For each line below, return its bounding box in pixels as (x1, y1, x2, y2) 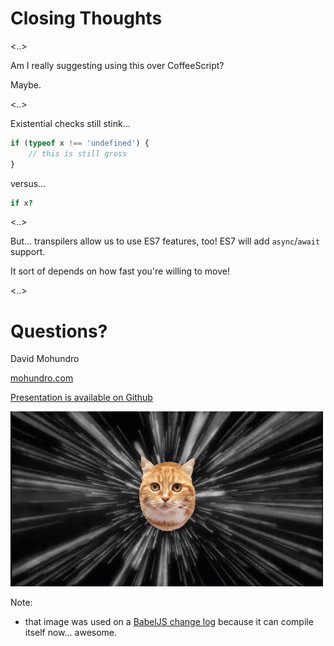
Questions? (10, 320, 108, 342)
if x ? (10, 198, 33, 208)
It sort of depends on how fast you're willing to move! (10, 265, 230, 277)
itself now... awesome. (24, 627, 118, 639)
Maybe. (10, 78, 42, 91)
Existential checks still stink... (10, 117, 131, 129)
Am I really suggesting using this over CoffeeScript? (10, 59, 225, 71)
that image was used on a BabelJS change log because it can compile (24, 616, 314, 628)
